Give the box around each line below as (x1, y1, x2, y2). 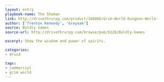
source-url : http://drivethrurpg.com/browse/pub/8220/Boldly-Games (5, 30, 145, 35)
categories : (5, 47, 29, 52)
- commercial (5, 65, 32, 70)
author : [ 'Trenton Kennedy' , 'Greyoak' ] (5, 20, 89, 26)
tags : (5, 61, 16, 66)
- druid (5, 52, 21, 57)
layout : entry (5, 7, 34, 12)
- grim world (5, 70, 32, 75)
